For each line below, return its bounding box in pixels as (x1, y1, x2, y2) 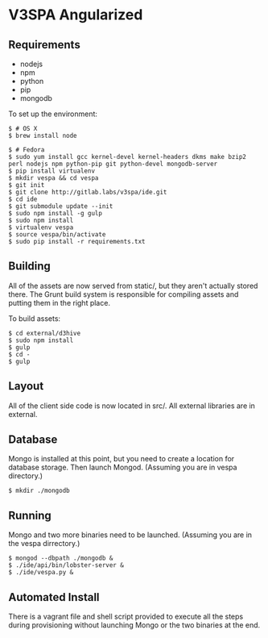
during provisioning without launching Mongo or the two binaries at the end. (8, 620, 261, 630)
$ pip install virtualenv (8, 167, 95, 175)
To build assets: (8, 313, 61, 323)
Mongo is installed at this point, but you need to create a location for (8, 454, 235, 464)
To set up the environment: (8, 109, 98, 119)
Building (8, 260, 51, 273)
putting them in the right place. (8, 298, 111, 307)
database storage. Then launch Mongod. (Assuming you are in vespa (8, 462, 237, 473)
